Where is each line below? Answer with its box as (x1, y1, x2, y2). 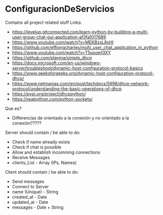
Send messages (12, 179, 45, 184)
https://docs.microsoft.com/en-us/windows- (12, 60, 101, 66)
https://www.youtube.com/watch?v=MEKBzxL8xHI (12, 39, 114, 45)
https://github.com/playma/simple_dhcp (12, 54, 92, 60)
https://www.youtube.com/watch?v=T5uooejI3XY (12, 50, 111, 55)
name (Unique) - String (12, 189, 59, 195)
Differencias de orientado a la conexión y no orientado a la (12, 115, 130, 121)
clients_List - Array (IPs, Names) (12, 160, 77, 165)
